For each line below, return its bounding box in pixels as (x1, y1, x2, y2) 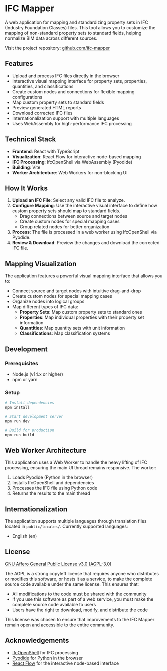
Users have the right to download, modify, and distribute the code (12, 607, 148, 613)
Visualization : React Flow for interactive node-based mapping (12, 153, 141, 160)
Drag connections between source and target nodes (19, 213, 128, 219)
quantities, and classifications (12, 83, 74, 89)
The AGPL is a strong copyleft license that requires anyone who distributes (5, 570, 159, 576)
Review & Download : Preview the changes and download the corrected (12, 240, 160, 246)
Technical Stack (5, 135, 56, 144)
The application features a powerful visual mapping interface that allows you (5, 273, 163, 279)
